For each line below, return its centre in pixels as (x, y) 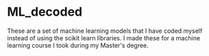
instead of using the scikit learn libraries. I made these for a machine (104, 38)
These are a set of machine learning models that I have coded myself (105, 31)
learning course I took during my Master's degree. (78, 45)
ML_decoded (45, 12)
